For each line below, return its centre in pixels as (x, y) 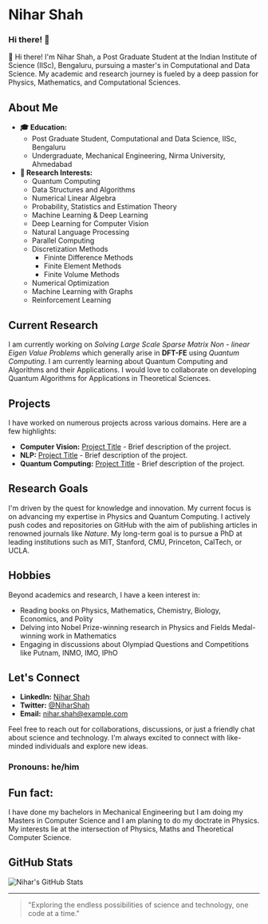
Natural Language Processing (81, 232)
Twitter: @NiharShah (55, 705)
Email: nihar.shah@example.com (74, 714)
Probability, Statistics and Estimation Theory (104, 207)
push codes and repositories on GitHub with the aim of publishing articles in (133, 525)
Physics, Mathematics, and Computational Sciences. (95, 82)
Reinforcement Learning (71, 300)
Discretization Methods (70, 249)
